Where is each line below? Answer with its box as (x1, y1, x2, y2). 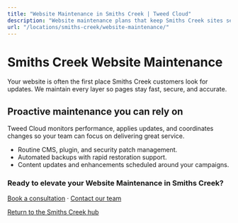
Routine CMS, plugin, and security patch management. (17, 146, 178, 154)
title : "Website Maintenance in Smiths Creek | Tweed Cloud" (7, 10, 192, 18)
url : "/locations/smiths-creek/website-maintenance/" (7, 23, 170, 30)
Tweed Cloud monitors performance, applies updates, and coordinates (7, 125, 214, 133)
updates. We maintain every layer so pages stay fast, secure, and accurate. (7, 85, 227, 93)
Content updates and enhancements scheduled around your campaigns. (17, 161, 229, 169)
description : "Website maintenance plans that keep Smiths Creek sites (7, 17, 223, 24)
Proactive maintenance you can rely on (7, 105, 183, 118)
